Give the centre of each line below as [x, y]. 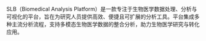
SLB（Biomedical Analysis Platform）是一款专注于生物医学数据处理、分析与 [102, 9]
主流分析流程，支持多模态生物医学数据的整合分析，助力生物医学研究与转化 [105, 24]
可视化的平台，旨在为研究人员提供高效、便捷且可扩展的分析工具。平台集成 [100, 17]
